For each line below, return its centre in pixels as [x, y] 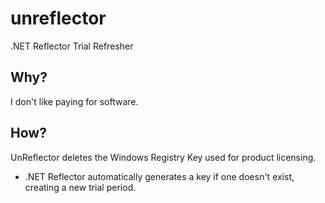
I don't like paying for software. [74, 101]
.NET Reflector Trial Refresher [72, 46]
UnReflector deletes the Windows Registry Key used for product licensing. [163, 157]
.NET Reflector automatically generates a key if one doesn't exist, [159, 176]
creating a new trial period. [80, 187]
